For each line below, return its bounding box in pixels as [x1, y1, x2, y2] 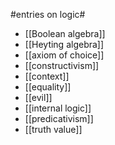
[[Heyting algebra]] [24, 39, 105, 50]
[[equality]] [24, 81, 72, 93]
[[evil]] [24, 92, 53, 103]
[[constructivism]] [24, 60, 100, 71]
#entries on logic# [10, 9, 86, 20]
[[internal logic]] [24, 102, 92, 114]
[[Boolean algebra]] [24, 28, 106, 39]
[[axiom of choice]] [24, 49, 105, 61]
